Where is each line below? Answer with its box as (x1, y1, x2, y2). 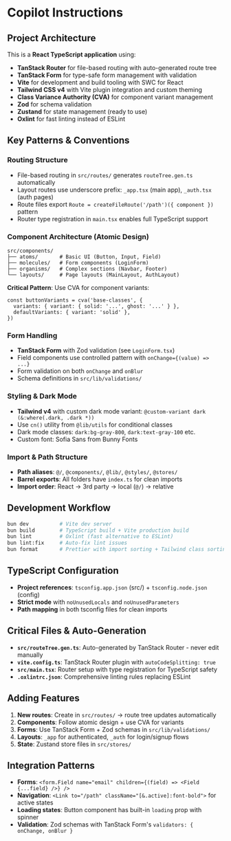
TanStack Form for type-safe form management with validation (16, 71, 197, 79)
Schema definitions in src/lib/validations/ (16, 374, 142, 383)
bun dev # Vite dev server (7, 520, 112, 527)
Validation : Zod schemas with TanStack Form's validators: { (16, 820, 194, 829)
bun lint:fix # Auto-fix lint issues (7, 539, 128, 547)
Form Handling (7, 330, 58, 340)
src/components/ (7, 247, 54, 254)
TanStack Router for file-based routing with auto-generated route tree (16, 64, 217, 71)
